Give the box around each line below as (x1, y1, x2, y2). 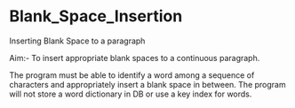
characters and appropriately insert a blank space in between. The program (9, 79, 286, 89)
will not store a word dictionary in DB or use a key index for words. (9, 89, 252, 99)
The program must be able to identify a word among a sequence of (9, 69, 255, 81)
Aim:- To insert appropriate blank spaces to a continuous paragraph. (9, 52, 260, 63)
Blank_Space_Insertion (9, 6, 183, 27)
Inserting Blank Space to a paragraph (9, 35, 146, 46)
